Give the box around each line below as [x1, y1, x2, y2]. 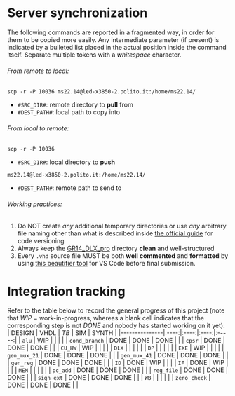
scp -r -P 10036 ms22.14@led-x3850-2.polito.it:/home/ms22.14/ [7, 88, 196, 95]
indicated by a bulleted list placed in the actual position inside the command [7, 43, 227, 51]
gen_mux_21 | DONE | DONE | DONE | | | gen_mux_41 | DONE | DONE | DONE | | [7, 351, 229, 360]
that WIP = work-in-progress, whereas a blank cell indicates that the [7, 314, 205, 322]
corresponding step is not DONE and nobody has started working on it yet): [7, 321, 226, 330]
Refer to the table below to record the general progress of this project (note [7, 306, 225, 315]
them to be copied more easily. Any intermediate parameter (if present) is [7, 35, 220, 43]
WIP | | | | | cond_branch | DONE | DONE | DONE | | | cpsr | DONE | [37, 336, 226, 345]
